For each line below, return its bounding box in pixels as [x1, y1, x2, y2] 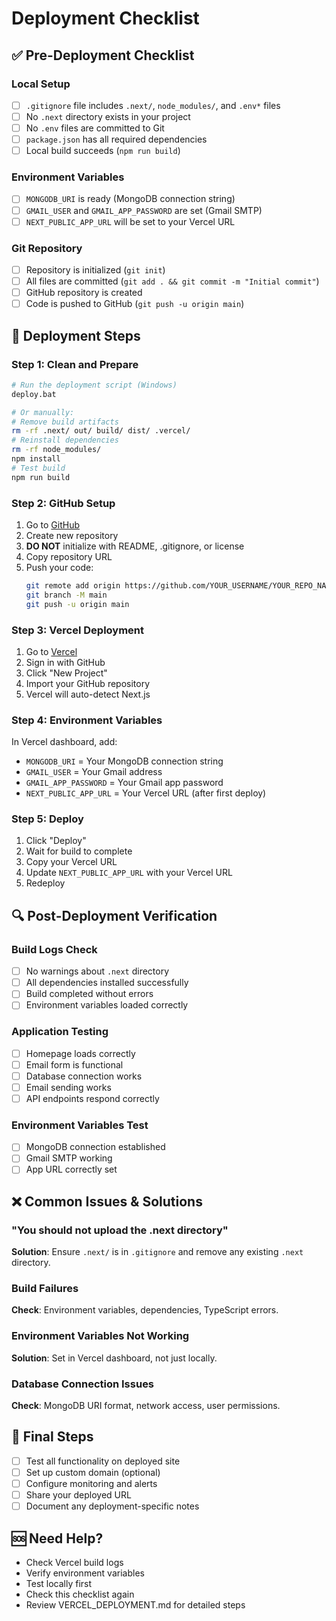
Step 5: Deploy [11, 812, 84, 826]
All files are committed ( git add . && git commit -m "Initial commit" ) [25, 275, 320, 287]
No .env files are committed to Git [25, 122, 165, 134]
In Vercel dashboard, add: [11, 736, 118, 748]
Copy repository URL [25, 550, 113, 562]
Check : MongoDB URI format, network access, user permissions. [11, 1400, 281, 1412]
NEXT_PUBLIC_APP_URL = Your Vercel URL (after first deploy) [25, 787, 267, 799]
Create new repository [25, 529, 119, 541]
